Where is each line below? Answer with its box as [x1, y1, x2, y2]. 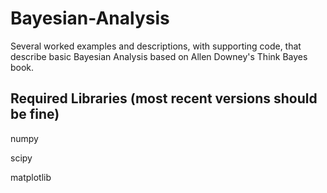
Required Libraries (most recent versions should [10, 90, 318, 107]
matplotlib [10, 171, 52, 183]
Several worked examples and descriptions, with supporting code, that [10, 40, 302, 52]
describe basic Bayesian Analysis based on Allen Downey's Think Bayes [10, 50, 308, 62]
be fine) [10, 106, 60, 123]
